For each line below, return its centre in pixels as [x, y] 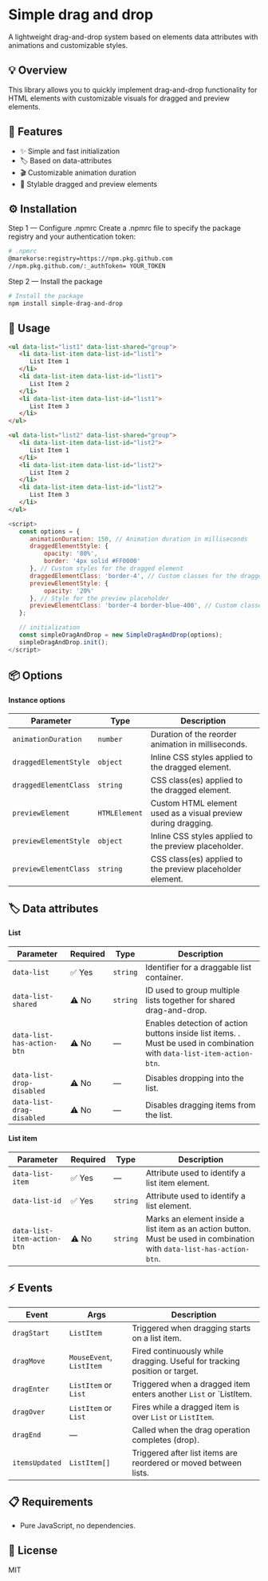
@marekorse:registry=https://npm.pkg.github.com [91, 259]
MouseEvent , [91, 1357]
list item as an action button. [199, 1229]
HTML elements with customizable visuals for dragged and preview [119, 98]
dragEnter [31, 1389]
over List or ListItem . [173, 1417]
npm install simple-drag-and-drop [66, 303]
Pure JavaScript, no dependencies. [77, 1525]
